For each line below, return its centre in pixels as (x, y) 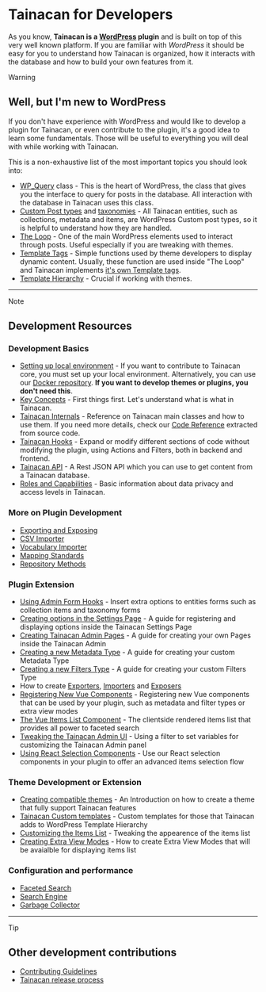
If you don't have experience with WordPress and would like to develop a (127, 121)
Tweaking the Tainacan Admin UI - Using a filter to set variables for (129, 737)
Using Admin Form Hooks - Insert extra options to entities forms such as (138, 602)
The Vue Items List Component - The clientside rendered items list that (135, 720)
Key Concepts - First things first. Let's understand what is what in (127, 400)
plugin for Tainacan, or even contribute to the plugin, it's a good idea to (124, 129)
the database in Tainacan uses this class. (87, 202)
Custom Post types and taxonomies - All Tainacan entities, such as (128, 211)
